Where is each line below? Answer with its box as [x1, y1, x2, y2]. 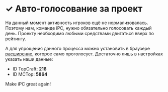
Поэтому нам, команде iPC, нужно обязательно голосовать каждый [5, 25, 152, 31]
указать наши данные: [5, 56, 53, 62]
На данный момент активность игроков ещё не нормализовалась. [5, 20, 148, 26]
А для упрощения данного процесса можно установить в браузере [5, 45, 150, 51]
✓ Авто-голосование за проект [5, 3, 143, 15]
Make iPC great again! [5, 81, 51, 87]
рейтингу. [5, 36, 26, 42]
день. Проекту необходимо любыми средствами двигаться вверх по [5, 30, 154, 36]
